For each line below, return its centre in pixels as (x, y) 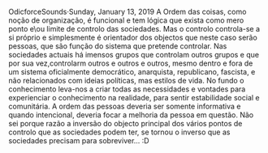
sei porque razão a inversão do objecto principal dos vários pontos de (125, 123)
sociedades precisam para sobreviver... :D (79, 140)
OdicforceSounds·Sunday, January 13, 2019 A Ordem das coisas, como (128, 12)
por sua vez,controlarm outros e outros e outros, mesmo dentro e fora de (131, 63)
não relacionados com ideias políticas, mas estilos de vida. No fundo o (126, 81)
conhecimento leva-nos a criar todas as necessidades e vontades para (127, 89)
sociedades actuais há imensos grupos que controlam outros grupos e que (134, 55)
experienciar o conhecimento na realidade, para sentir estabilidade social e (134, 98)
